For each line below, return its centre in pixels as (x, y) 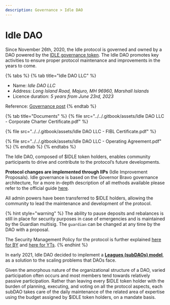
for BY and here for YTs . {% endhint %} (47, 245)
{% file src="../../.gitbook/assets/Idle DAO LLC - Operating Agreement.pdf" (83, 141)
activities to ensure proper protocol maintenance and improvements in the (83, 60)
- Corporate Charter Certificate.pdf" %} (47, 121)
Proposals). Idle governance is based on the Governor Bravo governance (82, 177)
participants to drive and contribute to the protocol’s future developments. (83, 162)
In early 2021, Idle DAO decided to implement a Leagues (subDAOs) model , (84, 255)
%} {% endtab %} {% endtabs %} (41, 146)
